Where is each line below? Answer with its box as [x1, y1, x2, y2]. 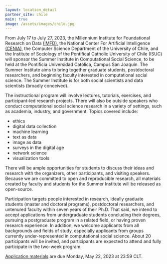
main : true [5, 16, 28, 21]
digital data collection [12, 123, 57, 129]
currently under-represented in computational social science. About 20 [5, 233, 151, 239]
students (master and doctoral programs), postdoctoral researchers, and [5, 201, 155, 207]
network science [12, 150, 47, 156]
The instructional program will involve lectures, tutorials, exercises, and [5, 92, 151, 98]
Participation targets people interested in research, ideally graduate [5, 196, 144, 202]
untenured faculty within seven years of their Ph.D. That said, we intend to [5, 206, 158, 212]
